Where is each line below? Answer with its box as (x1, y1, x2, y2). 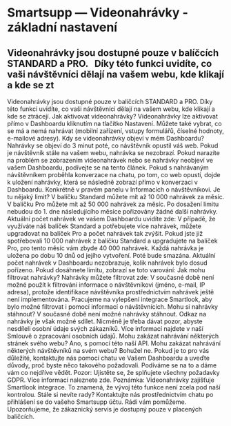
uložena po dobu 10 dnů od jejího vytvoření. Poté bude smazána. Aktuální (7, 252, 216, 259)
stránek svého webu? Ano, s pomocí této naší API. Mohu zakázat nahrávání (7, 339, 221, 347)
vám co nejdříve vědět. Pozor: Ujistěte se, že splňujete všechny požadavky (7, 369, 220, 376)
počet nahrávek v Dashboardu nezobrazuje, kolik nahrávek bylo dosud (7, 258, 208, 267)
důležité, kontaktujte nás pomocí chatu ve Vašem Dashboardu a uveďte (7, 354, 210, 362)
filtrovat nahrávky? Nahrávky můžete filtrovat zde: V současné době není (7, 274, 214, 281)
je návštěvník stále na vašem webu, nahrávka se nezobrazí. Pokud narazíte (7, 149, 221, 156)
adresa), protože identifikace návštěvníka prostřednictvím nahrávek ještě (7, 288, 214, 296)
